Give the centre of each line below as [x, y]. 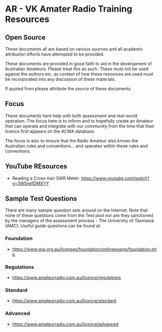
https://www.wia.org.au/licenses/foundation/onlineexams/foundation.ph [84, 249]
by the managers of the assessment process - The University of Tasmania [80, 221]
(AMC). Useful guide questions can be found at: [53, 226]
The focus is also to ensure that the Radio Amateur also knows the [71, 140]
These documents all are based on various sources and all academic [74, 49]
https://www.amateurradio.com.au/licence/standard [64, 301]
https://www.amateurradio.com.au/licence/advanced [65, 324]
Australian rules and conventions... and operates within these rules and [76, 146]
